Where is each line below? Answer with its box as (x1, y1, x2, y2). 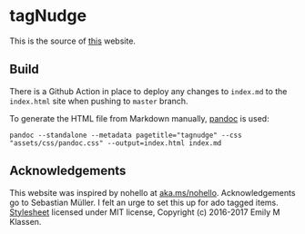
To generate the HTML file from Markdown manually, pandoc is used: (9, 112, 270, 123)
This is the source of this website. (9, 35, 137, 46)
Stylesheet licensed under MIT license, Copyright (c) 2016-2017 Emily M (9, 206, 280, 218)
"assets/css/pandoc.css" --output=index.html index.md (9, 138, 222, 148)
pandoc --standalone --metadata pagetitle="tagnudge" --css (9, 131, 243, 140)
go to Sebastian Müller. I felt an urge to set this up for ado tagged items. (9, 197, 280, 208)
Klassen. (9, 216, 42, 227)
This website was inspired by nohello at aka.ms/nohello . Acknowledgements (9, 187, 296, 198)
